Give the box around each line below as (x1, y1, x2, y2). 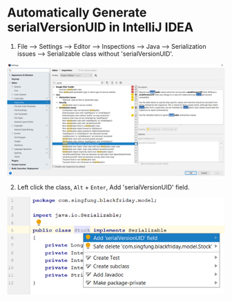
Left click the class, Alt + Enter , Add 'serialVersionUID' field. (17, 183, 190, 191)
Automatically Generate (7, 5, 147, 21)
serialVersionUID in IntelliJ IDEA (7, 19, 194, 35)
